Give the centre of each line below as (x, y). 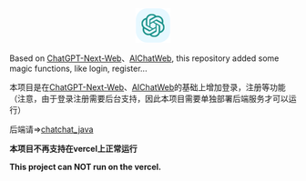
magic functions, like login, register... (78, 68)
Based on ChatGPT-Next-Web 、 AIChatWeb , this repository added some (144, 58)
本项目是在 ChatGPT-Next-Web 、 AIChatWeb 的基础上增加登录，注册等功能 (148, 87)
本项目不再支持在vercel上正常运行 (74, 149)
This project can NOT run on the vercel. (86, 167)
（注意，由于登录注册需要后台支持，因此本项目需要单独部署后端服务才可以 (149, 99)
